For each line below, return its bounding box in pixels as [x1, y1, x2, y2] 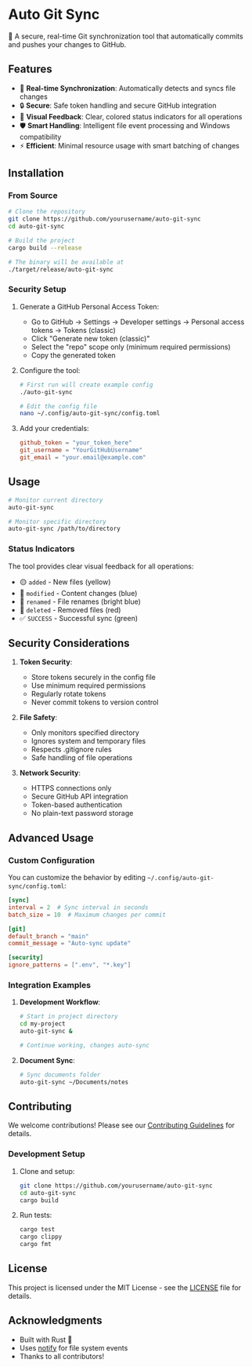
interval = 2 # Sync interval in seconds [8, 903, 149, 912]
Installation [8, 166, 64, 180]
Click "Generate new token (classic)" [31, 334, 150, 343]
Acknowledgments [8, 1314, 103, 1328]
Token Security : [19, 657, 73, 667]
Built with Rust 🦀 [19, 1335, 73, 1344]
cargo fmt [19, 1241, 52, 1248]
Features [8, 63, 52, 76]
